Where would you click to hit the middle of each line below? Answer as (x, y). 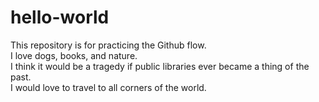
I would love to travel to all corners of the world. (108, 87)
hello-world (60, 17)
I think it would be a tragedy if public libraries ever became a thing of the (160, 66)
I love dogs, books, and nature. (74, 55)
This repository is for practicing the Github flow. (108, 45)
